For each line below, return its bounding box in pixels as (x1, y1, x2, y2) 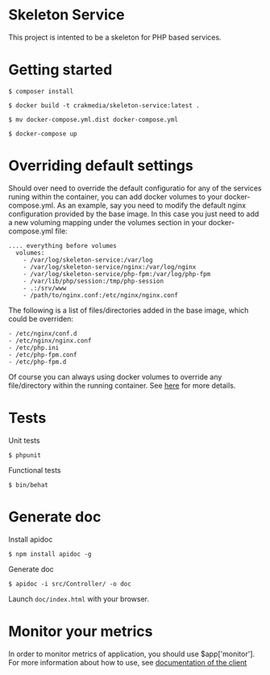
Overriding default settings (8, 157, 193, 175)
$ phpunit (8, 451, 42, 459)
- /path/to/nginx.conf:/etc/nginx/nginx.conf (23, 291, 179, 300)
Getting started (8, 61, 113, 79)
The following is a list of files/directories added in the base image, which (8, 305, 249, 315)
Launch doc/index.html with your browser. (8, 593, 150, 603)
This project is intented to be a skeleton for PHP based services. (8, 32, 222, 42)
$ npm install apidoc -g (8, 550, 92, 558)
